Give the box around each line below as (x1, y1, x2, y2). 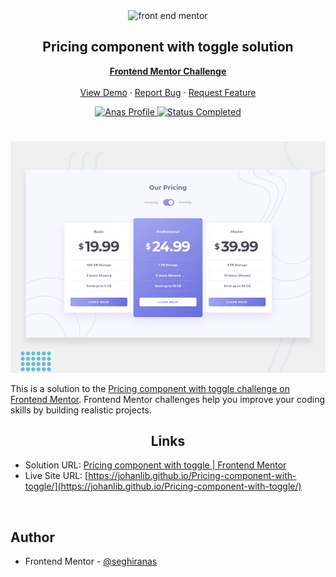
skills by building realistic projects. (10, 404, 152, 416)
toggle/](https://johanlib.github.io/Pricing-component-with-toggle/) (24, 480, 302, 493)
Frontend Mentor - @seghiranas (24, 555, 158, 568)
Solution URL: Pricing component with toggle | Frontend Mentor (24, 459, 287, 471)
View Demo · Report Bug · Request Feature (79, 86, 257, 98)
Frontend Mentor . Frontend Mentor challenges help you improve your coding (10, 393, 326, 405)
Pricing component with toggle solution (42, 39, 294, 56)
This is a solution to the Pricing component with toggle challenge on (10, 382, 290, 394)
